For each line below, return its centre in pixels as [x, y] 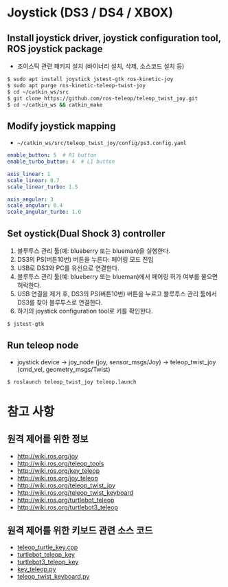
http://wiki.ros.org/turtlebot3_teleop [67, 507]
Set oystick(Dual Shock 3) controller [87, 233]
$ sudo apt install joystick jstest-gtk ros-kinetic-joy [90, 79]
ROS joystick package [55, 48]
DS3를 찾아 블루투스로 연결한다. [60, 302]
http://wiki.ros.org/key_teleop [58, 470]
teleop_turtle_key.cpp [47, 547]
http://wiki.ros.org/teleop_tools [60, 463]
